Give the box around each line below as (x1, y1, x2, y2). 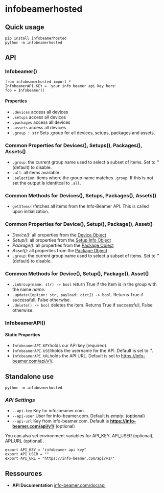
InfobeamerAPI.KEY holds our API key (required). (12, 343, 108, 349)
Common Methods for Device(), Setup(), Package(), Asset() (5, 270, 149, 277)
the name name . (12, 286, 46, 292)
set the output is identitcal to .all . (12, 180, 81, 186)
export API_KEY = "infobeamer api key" (5, 447, 87, 452)
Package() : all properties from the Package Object (12, 242, 114, 248)
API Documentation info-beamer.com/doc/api (12, 482, 106, 488)
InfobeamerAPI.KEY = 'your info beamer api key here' (5, 83, 117, 89)
